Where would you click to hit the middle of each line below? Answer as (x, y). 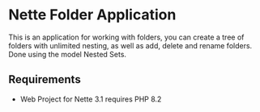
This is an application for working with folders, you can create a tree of (126, 37)
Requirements (45, 79)
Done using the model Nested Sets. (68, 54)
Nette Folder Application (92, 15)
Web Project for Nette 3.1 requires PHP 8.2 (91, 99)
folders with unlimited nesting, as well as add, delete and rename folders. (130, 45)
